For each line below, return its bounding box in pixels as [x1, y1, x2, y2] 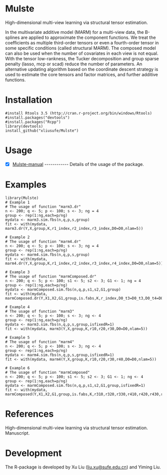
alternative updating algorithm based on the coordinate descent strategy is [5, 66, 159, 72]
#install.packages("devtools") [5, 115, 70, 120]
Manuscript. [5, 430, 30, 436]
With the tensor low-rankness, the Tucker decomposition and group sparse [5, 55, 159, 61]
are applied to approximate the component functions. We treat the [20, 34, 156, 40]
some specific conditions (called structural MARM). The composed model [5, 45, 156, 51]
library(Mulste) [5, 195, 39, 200]
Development [5, 447, 62, 459]
